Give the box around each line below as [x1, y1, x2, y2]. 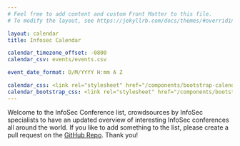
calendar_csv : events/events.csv [7, 56, 107, 63]
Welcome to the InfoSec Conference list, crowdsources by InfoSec [7, 108, 204, 116]
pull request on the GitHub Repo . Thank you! [7, 130, 139, 139]
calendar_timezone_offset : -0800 [7, 49, 107, 57]
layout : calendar [7, 30, 59, 37]
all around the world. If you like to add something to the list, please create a [7, 122, 229, 132]
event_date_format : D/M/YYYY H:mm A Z [7, 69, 123, 76]
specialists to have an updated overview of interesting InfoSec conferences [7, 115, 230, 124]
